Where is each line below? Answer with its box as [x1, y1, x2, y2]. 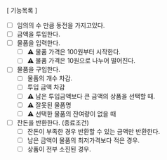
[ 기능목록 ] [6, 6, 38, 14]
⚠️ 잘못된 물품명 [27, 101, 72, 109]
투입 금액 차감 [27, 83, 65, 92]
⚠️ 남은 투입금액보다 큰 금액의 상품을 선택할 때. [27, 92, 156, 100]
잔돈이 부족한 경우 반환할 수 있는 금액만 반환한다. [27, 127, 161, 135]
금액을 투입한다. [16, 30, 60, 39]
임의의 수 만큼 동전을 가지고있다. [16, 21, 105, 30]
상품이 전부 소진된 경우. [27, 144, 92, 153]
